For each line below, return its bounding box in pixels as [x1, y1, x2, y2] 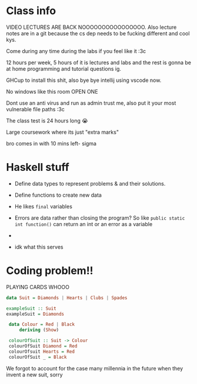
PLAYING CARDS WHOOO [6, 283, 69, 290]
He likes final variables [14, 203, 72, 210]
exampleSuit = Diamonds [6, 311, 65, 317]
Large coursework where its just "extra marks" [6, 128, 119, 135]
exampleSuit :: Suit [6, 305, 57, 312]
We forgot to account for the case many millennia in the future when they [6, 365, 183, 372]
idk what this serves [14, 243, 64, 250]
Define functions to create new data [14, 191, 102, 198]
